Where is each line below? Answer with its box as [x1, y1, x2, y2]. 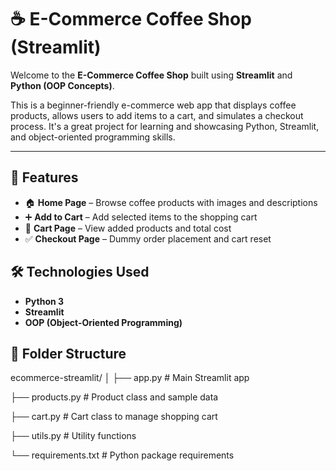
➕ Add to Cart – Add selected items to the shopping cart [24, 211, 258, 223]
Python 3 [24, 295, 65, 307]
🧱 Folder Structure [10, 345, 127, 362]
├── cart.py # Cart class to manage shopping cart [10, 411, 218, 423]
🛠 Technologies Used [10, 264, 150, 281]
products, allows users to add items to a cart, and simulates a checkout [10, 109, 304, 121]
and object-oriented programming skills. [10, 131, 176, 143]
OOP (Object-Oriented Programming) [24, 316, 183, 328]
